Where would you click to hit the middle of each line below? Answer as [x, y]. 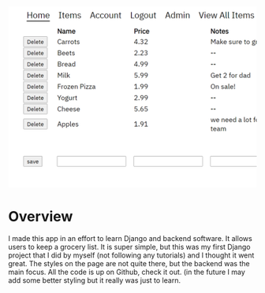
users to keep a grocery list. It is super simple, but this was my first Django [129, 247]
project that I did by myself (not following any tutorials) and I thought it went [131, 255]
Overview [41, 217]
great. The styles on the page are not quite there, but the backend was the [129, 264]
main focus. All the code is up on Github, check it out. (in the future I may [127, 272]
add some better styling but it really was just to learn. [95, 280]
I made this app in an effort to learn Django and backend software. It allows [130, 239]
